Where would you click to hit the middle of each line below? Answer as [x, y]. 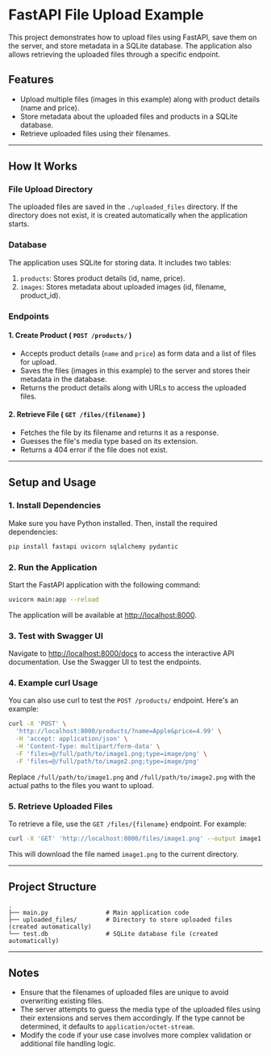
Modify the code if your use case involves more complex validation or [135, 1035]
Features [31, 79]
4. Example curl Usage [53, 683]
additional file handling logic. [68, 1044]
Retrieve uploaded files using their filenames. [95, 133]
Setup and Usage [52, 483]
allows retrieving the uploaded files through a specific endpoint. [114, 54]
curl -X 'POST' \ [38, 724]
